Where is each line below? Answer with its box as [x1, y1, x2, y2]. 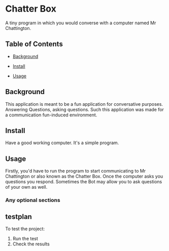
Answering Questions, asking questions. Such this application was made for [5, 106, 164, 112]
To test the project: [5, 226, 45, 232]
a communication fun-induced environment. [5, 112, 97, 118]
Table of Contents [5, 40, 63, 49]
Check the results [12, 241, 50, 247]
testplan [5, 212, 32, 221]
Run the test [12, 235, 38, 241]
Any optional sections [5, 197, 60, 204]
